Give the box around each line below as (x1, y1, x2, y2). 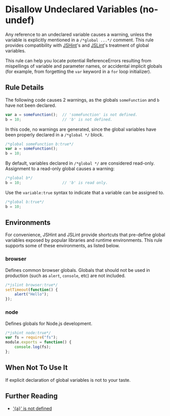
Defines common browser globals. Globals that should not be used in (5, 267, 150, 273)
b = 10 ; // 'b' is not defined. (5, 117, 113, 122)
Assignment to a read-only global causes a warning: (5, 166, 115, 172)
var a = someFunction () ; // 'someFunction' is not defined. (5, 112, 138, 117)
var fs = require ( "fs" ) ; (5, 335, 58, 340)
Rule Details (5, 83, 44, 92)
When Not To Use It (5, 363, 68, 372)
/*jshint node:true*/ (5, 330, 51, 335)
